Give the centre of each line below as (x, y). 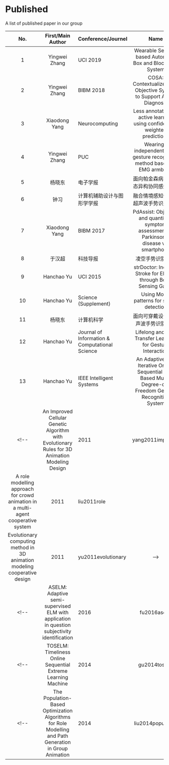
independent (149, 151)
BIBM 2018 (91, 90)
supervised (58, 606)
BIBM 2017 (91, 230)
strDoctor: (145, 267)
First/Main (58, 35)
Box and (143, 63)
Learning (58, 677)
